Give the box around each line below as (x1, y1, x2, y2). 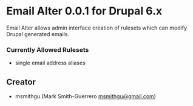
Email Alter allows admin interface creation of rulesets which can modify (6, 24, 187, 31)
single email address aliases (15, 59, 86, 67)
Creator (6, 76, 36, 87)
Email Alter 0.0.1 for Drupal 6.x (6, 4, 163, 18)
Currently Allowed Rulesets (6, 45, 89, 54)
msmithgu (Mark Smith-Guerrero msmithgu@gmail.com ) (15, 93, 157, 100)
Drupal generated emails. (6, 30, 70, 37)
